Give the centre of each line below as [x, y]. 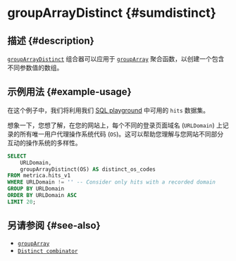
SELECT [17, 156]
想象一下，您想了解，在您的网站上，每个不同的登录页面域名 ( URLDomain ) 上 [115, 125]
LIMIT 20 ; [22, 202]
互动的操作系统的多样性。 [44, 143]
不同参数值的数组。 [35, 68]
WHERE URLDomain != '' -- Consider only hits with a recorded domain [112, 182]
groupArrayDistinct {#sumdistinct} [112, 13]
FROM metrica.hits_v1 [39, 176]
